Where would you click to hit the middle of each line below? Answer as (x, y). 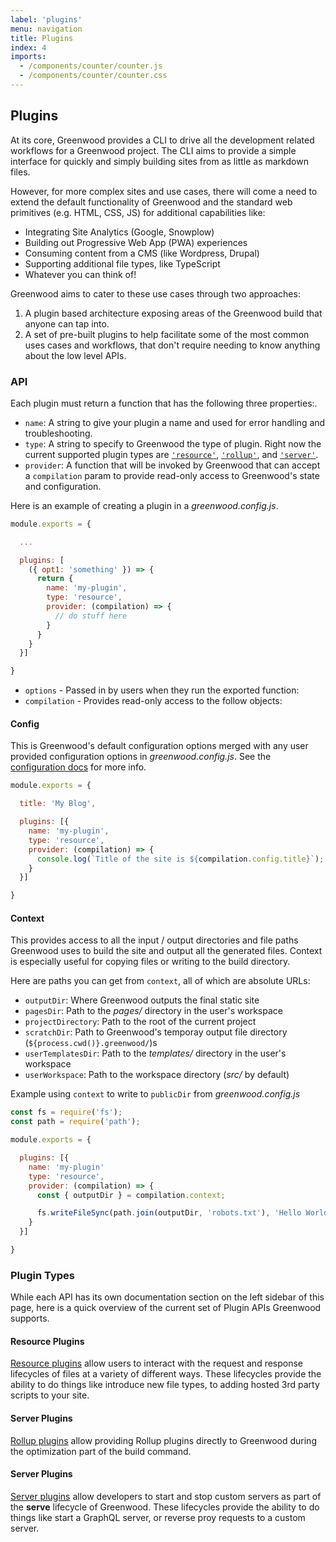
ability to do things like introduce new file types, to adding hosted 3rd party (165, 1385)
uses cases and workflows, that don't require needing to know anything (172, 345)
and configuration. (63, 486)
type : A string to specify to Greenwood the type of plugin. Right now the (173, 443)
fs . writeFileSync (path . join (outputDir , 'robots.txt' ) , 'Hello (169, 1213)
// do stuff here (91, 616)
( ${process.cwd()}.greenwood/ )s (91, 1043)
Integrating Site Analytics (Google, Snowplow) (119, 232)
